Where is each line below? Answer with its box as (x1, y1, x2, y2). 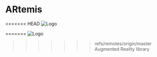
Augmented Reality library (94, 46, 150, 52)
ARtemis (5, 4, 43, 15)
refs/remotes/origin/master (94, 40, 152, 47)
